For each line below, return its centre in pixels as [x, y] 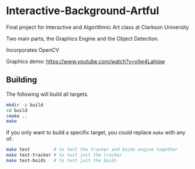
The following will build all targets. [47, 94]
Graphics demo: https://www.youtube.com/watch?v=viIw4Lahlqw [86, 61]
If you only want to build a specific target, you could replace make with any [96, 132]
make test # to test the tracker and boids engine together [92, 150]
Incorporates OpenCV [33, 50]
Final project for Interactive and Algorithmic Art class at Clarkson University [98, 27]
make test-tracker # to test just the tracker [64, 155]
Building [22, 80]
